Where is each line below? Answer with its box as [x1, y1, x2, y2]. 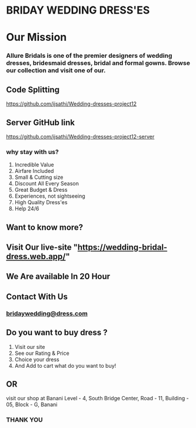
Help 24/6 [14, 205, 39, 213]
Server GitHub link [6, 117, 75, 128]
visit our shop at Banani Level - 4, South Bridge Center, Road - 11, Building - [6, 395, 190, 402]
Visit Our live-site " [6, 243, 78, 252]
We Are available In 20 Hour [6, 272, 111, 282]
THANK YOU [6, 416, 43, 424]
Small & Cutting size [14, 174, 64, 181]
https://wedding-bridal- [77, 243, 168, 252]
